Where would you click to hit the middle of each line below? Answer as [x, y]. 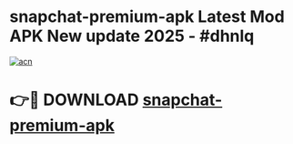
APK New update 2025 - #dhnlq [132, 36]
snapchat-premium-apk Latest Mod [147, 17]
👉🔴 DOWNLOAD [74, 100]
